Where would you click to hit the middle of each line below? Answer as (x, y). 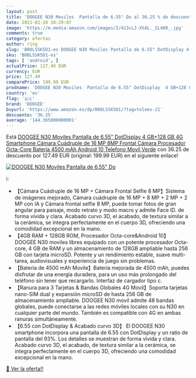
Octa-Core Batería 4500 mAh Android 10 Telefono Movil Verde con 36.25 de (98, 149)
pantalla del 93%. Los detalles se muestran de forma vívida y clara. (95, 339)
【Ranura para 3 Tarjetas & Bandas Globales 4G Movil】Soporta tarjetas (101, 288)
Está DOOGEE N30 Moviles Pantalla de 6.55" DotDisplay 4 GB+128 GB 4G (94, 137)
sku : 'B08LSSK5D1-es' (32, 55)
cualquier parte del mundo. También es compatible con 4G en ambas (98, 313)
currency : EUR (23, 71)
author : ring (22, 44)
